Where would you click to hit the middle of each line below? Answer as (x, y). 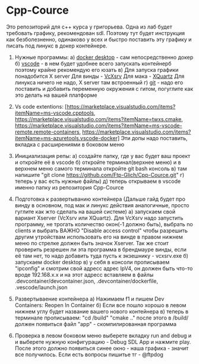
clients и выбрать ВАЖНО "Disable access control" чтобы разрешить (101, 230)
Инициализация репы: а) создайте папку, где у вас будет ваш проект (102, 156)
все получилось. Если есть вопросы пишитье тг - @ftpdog (89, 354)
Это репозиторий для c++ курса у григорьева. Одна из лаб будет (89, 27)
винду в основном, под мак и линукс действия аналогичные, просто (102, 205)
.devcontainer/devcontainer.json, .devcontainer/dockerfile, (86, 281)
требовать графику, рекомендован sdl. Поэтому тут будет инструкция (96, 33)
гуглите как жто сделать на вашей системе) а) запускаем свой (95, 211)
